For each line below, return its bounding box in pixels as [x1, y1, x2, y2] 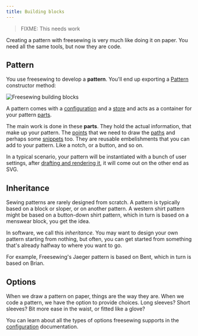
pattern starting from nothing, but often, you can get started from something [6, 236, 192, 243]
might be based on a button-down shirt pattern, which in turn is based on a [6, 211, 189, 218]
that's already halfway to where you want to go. [6, 242, 122, 249]
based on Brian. [6, 259, 45, 267]
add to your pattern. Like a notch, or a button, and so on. [6, 142, 144, 149]
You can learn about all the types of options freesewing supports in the [6, 317, 179, 324]
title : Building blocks [6, 8, 65, 15]
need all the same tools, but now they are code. [6, 43, 122, 50]
